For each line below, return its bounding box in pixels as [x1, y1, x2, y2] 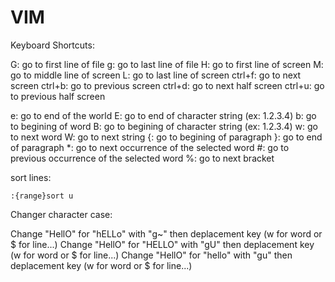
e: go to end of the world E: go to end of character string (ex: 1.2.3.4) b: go [10, 109, 317, 121]
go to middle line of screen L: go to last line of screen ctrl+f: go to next [10, 69, 302, 81]
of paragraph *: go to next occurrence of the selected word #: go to [10, 141, 290, 153]
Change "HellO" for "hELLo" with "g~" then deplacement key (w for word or [10, 227, 323, 240]
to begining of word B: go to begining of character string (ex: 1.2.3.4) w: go [10, 120, 318, 132]
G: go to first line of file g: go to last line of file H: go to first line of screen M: [10, 58, 324, 70]
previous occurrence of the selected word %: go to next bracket [10, 152, 275, 164]
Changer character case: [10, 208, 113, 220]
